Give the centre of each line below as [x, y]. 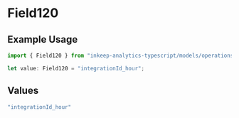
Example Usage [43, 39]
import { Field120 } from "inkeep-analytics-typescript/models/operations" [122, 55]
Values [23, 91]
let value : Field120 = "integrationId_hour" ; [76, 68]
